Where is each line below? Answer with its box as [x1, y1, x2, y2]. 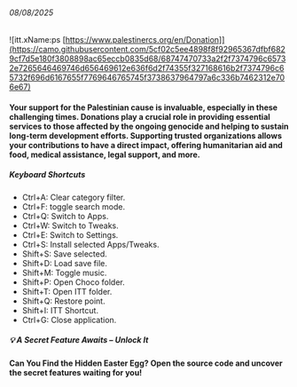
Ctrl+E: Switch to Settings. [21, 229, 119, 240]
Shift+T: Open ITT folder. [21, 286, 113, 296]
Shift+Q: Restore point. [21, 296, 106, 306]
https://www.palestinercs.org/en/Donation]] [65, 35, 225, 45]
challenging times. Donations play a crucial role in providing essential [9, 111, 270, 122]
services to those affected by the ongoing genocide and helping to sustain [9, 121, 290, 131]
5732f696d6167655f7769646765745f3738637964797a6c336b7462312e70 [9, 72, 285, 83]
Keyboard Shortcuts [9, 170, 86, 180]
